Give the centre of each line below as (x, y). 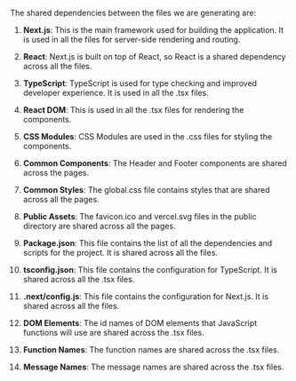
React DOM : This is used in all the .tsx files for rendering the (133, 110)
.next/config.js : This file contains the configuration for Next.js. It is (146, 296)
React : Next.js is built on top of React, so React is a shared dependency (154, 56)
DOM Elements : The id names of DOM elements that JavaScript (140, 323)
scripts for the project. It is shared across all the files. (120, 253)
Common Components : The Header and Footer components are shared (155, 163)
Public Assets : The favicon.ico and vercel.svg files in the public (140, 216)
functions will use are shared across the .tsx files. (114, 333)
